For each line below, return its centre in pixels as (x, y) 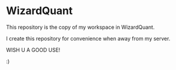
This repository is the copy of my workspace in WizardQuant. (80, 27)
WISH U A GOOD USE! (33, 50)
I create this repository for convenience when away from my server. (88, 38)
